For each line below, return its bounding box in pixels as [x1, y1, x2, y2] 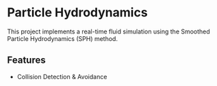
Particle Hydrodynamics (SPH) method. [7, 34, 118, 42]
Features [7, 55, 46, 66]
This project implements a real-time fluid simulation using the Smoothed [7, 27, 210, 35]
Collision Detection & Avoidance [16, 72, 107, 81]
